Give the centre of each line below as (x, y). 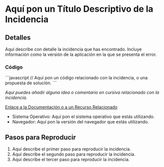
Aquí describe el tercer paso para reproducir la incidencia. (71, 160)
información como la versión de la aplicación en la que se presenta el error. (81, 54)
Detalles (18, 37)
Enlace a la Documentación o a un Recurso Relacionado (61, 107)
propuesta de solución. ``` (31, 83)
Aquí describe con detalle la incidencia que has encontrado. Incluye (73, 49)
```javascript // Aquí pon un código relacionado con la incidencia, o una (76, 78)
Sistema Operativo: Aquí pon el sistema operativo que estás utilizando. (83, 117)
